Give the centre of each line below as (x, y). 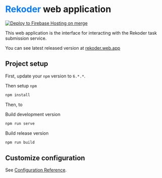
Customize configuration (45, 158)
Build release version (27, 133)
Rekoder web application (58, 9)
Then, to (14, 105)
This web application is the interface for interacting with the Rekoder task (81, 33)
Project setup (27, 64)
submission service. (26, 38)
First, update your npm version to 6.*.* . (45, 76)
